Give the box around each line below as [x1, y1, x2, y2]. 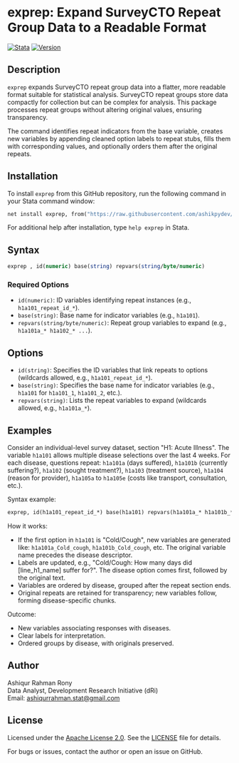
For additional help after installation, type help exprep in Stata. [7, 223, 190, 232]
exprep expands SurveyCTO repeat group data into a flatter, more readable [7, 83, 226, 91]
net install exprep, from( [7, 210, 87, 217]
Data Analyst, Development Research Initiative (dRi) [7, 686, 159, 695]
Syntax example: [7, 495, 56, 503]
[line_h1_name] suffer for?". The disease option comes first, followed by [17, 565, 228, 574]
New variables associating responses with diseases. [17, 623, 171, 632]
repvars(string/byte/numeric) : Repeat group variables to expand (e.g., [17, 319, 227, 327]
